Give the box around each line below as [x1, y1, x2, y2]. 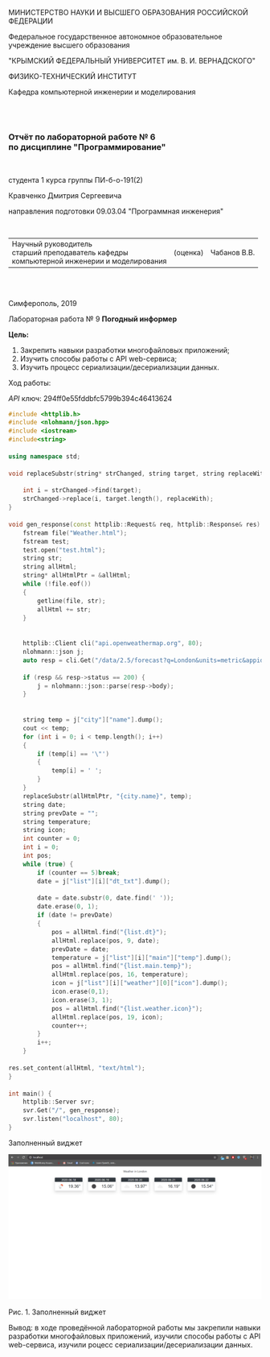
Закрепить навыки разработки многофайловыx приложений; [19, 345, 231, 354]
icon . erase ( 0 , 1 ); [51, 987, 110, 996]
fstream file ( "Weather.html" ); [22, 528, 128, 537]
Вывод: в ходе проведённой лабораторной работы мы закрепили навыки [8, 1323, 261, 1333]
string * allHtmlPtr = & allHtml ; [22, 572, 131, 580]
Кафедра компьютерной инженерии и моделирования [8, 87, 196, 97]
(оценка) [174, 248, 204, 258]
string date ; [22, 801, 67, 809]
